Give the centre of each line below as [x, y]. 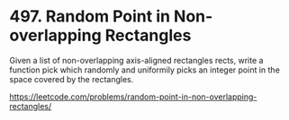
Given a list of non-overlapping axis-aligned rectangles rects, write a [136, 60]
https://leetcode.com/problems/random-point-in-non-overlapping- [133, 97]
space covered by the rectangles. [72, 79]
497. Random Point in [90, 17]
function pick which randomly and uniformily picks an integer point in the [145, 70]
